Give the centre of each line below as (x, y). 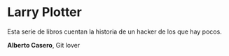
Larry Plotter (44, 12)
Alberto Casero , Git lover (44, 45)
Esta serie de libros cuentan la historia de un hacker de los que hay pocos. (114, 31)
